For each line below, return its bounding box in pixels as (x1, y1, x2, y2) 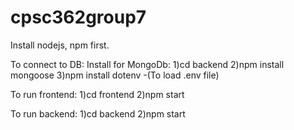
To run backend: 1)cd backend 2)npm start (10, 107, 186, 120)
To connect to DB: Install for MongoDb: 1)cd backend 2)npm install (10, 58, 285, 70)
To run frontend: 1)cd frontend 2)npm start (10, 88, 185, 100)
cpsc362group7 (10, 6, 147, 29)
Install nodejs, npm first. (10, 39, 110, 51)
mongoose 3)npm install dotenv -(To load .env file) (10, 69, 220, 81)
